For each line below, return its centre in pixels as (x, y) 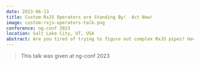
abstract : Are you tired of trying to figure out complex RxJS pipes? (96, 39)
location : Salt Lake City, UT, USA (50, 34)
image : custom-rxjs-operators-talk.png (56, 22)
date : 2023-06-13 (28, 12)
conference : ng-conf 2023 (38, 28)
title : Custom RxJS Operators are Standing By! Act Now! (79, 17)
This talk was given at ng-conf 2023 (65, 56)
